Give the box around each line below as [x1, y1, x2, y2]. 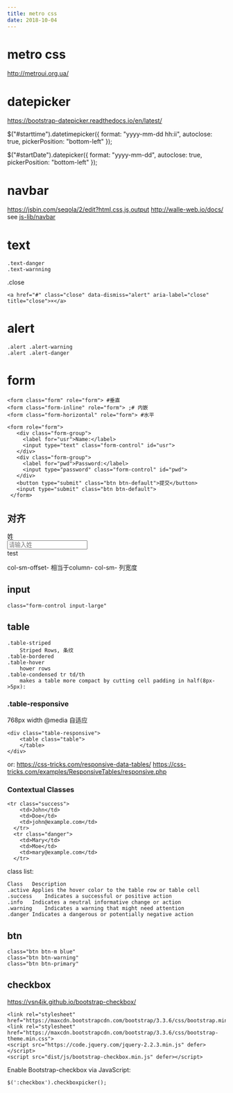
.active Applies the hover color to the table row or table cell [7, 887, 200, 894]
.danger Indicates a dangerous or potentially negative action [7, 911, 194, 918]
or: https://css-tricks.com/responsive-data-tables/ [7, 760, 151, 768]
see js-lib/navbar [7, 213, 55, 221]
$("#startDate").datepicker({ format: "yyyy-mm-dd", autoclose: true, [7, 150, 202, 160]
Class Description [7, 881, 67, 888]
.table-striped [7, 639, 51, 646]
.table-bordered [7, 653, 54, 660]
